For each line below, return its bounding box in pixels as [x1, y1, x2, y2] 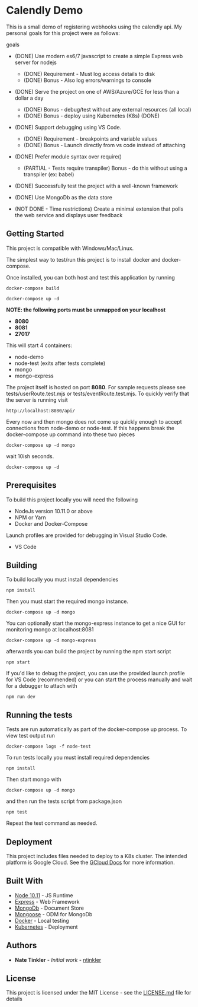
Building [6, 560, 37, 570]
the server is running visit [6, 396, 68, 404]
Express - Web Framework [14, 898, 80, 905]
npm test [6, 809, 28, 815]
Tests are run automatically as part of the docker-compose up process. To [6, 726, 187, 733]
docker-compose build [6, 285, 60, 291]
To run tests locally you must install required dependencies [6, 754, 150, 761]
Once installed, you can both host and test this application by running [6, 274, 176, 281]
